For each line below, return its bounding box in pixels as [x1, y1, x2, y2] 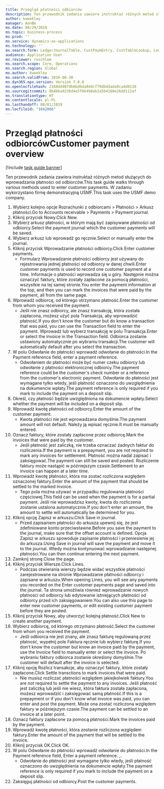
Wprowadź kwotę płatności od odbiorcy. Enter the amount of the [12, 406, 141, 412]
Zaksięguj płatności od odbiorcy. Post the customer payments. [12, 778, 137, 784]
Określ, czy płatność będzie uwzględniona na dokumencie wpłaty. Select [12, 395, 158, 401]
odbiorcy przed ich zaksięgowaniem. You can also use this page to [19, 597, 153, 603]
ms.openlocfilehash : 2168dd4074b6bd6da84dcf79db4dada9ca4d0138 [5, 84, 137, 89]
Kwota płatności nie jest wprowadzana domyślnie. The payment [19, 416, 146, 422]
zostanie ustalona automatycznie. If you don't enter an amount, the [19, 504, 153, 510]
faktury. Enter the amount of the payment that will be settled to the [12, 732, 145, 738]
